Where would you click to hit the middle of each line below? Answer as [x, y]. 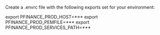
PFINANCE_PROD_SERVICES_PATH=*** [48, 27]
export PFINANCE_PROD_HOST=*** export [52, 17]
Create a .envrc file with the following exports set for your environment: [80, 7]
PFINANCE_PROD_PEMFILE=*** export [47, 22]
